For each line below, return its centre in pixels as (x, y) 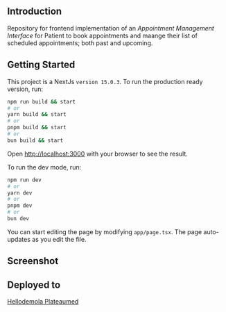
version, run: (25, 89)
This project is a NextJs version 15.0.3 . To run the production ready (105, 81)
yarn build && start (37, 115)
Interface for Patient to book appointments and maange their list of (102, 35)
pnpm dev (20, 206)
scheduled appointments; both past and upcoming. (80, 43)
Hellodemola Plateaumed (43, 302)
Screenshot (33, 261)
